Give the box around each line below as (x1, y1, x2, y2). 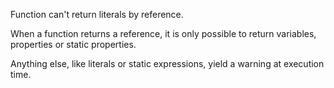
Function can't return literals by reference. (10, 9, 184, 20)
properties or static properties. (10, 39, 137, 50)
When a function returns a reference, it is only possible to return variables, (10, 28, 317, 39)
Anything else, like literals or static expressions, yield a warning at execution (10, 58, 325, 69)
